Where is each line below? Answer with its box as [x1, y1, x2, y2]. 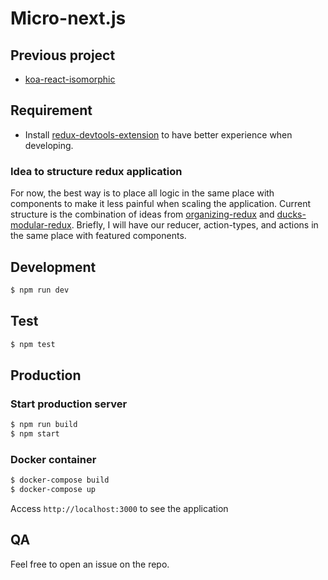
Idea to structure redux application [10, 164, 183, 178]
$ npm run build [10, 420, 78, 430]
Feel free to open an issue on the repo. [10, 558, 170, 570]
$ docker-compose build [10, 475, 110, 486]
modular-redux [10, 219, 72, 231]
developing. [24, 139, 74, 151]
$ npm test [10, 339, 56, 349]
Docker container [10, 452, 97, 466]
